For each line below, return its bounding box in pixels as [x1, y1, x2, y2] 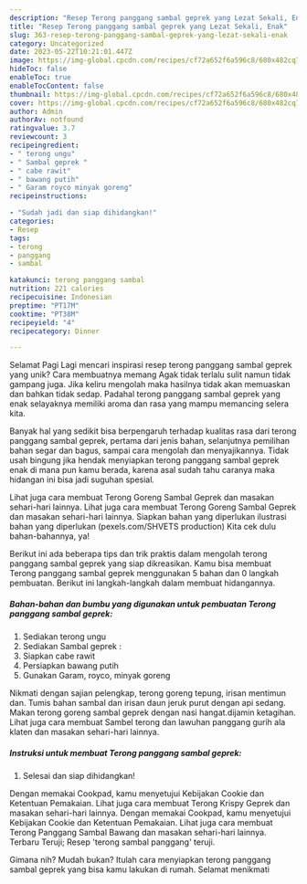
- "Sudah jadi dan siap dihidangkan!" [9, 208, 157, 217]
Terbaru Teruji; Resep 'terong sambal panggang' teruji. [9, 837, 216, 847]
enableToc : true [9, 73, 71, 82]
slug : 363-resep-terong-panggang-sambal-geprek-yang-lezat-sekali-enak [9, 30, 288, 39]
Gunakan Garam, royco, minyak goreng [22, 670, 171, 681]
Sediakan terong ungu [22, 631, 107, 642]
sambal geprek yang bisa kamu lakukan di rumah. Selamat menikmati [9, 864, 270, 875]
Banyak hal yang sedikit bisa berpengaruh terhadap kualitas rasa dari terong [9, 426, 297, 437]
